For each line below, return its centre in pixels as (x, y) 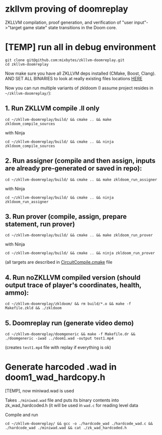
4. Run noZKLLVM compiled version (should (73, 277)
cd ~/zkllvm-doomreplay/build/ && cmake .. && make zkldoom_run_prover (79, 235)
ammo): (17, 293)
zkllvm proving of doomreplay (67, 9)
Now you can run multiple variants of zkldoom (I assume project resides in (79, 88)
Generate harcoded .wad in (61, 367)
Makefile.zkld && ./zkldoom (33, 308)
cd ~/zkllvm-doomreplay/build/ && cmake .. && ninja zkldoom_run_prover (80, 253)
